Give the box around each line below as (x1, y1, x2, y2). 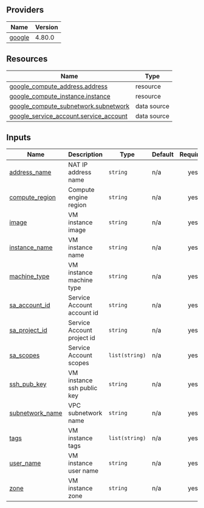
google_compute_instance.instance (9, 92, 110, 100)
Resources (6, 54, 48, 64)
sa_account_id (9, 301, 50, 309)
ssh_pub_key (9, 380, 47, 388)
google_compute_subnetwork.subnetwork (9, 101, 130, 110)
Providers (6, 5, 44, 15)
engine (68, 193, 88, 202)
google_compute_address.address (9, 82, 108, 91)
